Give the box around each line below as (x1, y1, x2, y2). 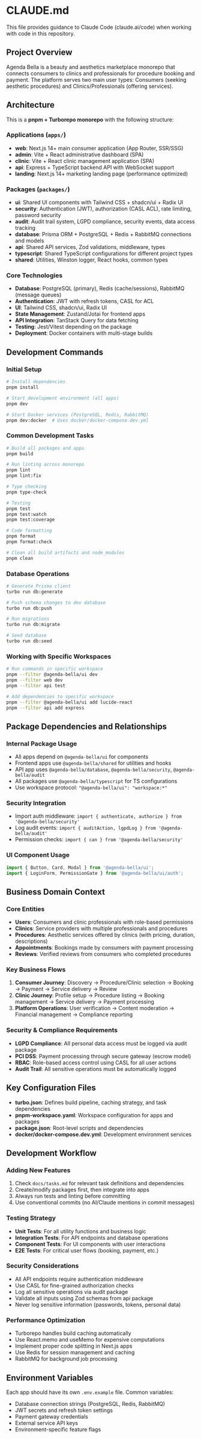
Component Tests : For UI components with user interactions (14, 1240, 166, 1248)
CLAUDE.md (6, 4, 70, 17)
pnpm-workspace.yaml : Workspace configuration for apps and (14, 1111, 173, 1118)
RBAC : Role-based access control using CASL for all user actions (14, 1059, 177, 1066)
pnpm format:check (6, 539, 52, 545)
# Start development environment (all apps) (6, 395, 119, 401)
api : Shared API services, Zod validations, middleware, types (14, 244, 166, 251)
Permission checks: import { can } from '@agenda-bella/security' (14, 836, 184, 843)
